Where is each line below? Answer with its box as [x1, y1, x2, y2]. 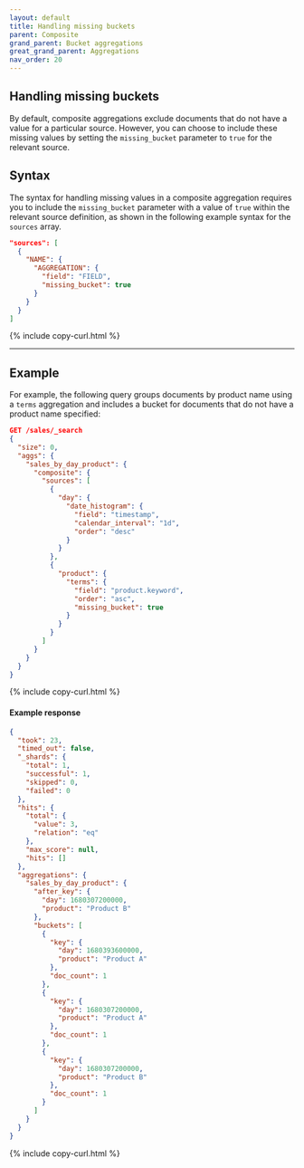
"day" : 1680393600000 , [57, 946, 144, 955]
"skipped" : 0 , [25, 778, 79, 787]
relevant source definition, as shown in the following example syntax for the [9, 211, 291, 222]
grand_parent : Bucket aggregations [9, 38, 144, 48]
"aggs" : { [17, 451, 54, 460]
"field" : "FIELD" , [42, 273, 111, 282]
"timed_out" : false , [17, 744, 95, 753]
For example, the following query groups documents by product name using [9, 389, 292, 400]
